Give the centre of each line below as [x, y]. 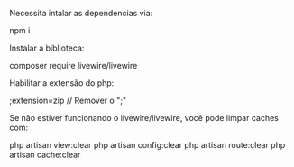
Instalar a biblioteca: [47, 48]
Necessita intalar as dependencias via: [81, 13]
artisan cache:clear [45, 154]
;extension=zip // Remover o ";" [68, 100]
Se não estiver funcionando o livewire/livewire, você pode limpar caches [144, 118]
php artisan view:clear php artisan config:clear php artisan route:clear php [147, 145]
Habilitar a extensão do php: [62, 83]
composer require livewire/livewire [73, 65]
